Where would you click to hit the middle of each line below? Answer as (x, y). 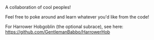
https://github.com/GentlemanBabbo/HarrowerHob (58, 32)
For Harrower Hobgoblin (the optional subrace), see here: (64, 26)
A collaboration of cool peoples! (38, 7)
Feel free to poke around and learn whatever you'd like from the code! (77, 17)
